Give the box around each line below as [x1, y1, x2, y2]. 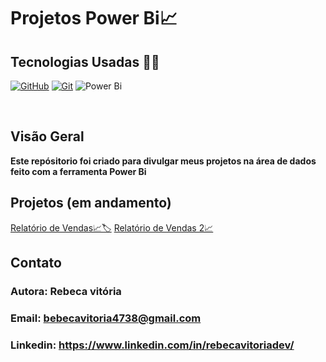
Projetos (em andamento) [10, 195, 172, 212]
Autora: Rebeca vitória [10, 284, 122, 298]
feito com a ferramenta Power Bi [10, 165, 147, 177]
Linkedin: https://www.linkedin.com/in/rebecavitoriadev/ [10, 338, 295, 352]
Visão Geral [10, 128, 85, 145]
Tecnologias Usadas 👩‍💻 [10, 53, 160, 70]
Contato [10, 255, 62, 272]
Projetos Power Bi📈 [10, 7, 178, 30]
